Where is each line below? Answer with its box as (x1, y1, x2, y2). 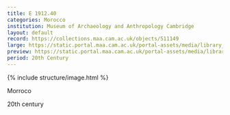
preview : (7, 49, 32, 55)
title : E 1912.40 (7, 10, 57, 17)
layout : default (7, 29, 53, 36)
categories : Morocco (7, 16, 66, 23)
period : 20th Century (7, 55, 69, 62)
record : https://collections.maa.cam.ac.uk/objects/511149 (7, 36, 179, 42)
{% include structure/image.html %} (7, 73, 109, 81)
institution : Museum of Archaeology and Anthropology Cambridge (7, 23, 194, 29)
